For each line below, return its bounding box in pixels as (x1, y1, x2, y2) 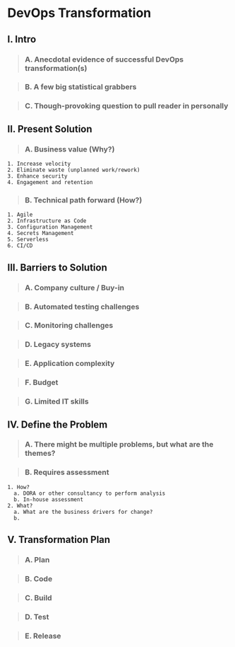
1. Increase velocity (7, 161, 71, 168)
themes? (24, 448, 56, 458)
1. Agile (7, 211, 33, 219)
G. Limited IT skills (24, 396, 90, 406)
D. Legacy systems (24, 340, 92, 350)
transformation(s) (24, 63, 88, 73)
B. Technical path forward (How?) (24, 195, 143, 205)
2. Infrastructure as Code (7, 217, 87, 224)
